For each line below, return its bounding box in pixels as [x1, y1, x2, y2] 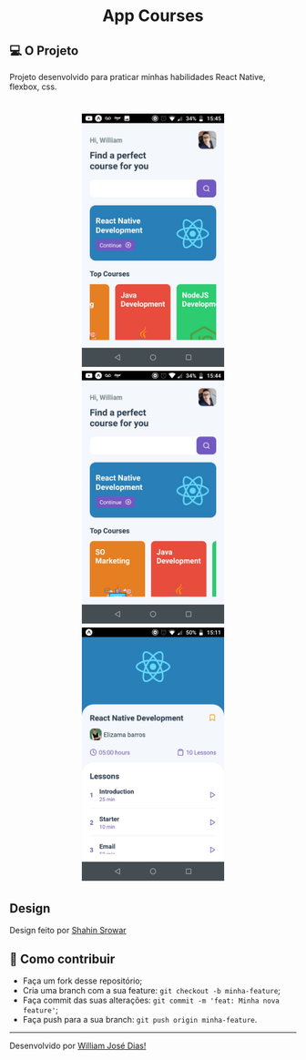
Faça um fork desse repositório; [22, 975, 143, 986]
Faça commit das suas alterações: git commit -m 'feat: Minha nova [22, 994, 280, 1006]
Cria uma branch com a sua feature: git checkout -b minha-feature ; [22, 985, 280, 996]
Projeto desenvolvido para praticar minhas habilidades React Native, [9, 72, 266, 82]
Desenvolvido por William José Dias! [9, 1040, 147, 1052]
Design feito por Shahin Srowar [9, 925, 127, 936]
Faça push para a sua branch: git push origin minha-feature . [22, 1014, 258, 1025]
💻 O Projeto [9, 43, 79, 58]
